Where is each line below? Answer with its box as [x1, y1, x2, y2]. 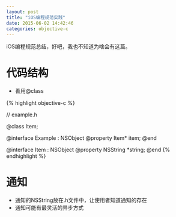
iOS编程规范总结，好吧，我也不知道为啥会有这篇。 [6, 43, 131, 50]
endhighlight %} [6, 153, 46, 160]
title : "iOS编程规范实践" [6, 14, 66, 20]
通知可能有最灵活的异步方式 [14, 204, 84, 212]
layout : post [6, 8, 39, 15]
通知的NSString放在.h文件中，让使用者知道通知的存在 [14, 197, 147, 204]
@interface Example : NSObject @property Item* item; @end [6, 134, 157, 142]
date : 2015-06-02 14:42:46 [6, 20, 74, 26]
